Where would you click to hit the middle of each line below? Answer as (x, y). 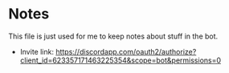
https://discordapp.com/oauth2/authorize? (126, 51)
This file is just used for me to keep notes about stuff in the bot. (113, 36)
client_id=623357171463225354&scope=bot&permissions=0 (121, 60)
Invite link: (37, 51)
